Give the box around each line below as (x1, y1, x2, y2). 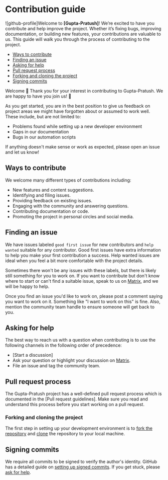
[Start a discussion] (12, 352, 53, 358)
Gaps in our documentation (12, 128, 69, 134)
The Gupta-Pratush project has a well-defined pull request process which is (5, 391, 162, 397)
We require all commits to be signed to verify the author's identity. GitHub (5, 459, 157, 465)
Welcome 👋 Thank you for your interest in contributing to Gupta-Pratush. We (5, 88, 163, 94)
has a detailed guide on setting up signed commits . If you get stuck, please (5, 464, 160, 470)
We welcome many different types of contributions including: (5, 177, 131, 183)
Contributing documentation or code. (12, 208, 89, 214)
